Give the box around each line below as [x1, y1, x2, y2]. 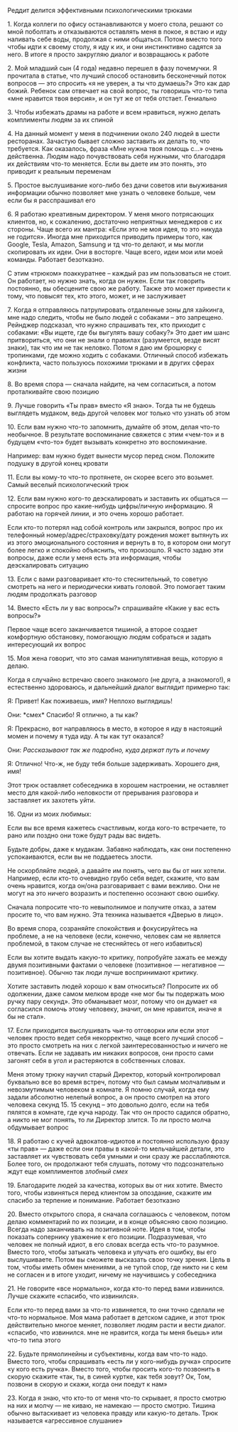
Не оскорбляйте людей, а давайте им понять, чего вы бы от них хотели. [7, 867, 227, 874]
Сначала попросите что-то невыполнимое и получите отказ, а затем [7, 903, 217, 911]
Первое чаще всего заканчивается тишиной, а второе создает [7, 625, 198, 633]
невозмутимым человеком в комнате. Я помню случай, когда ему [7, 1085, 210, 1094]
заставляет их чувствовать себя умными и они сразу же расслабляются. [7, 1152, 231, 1160]
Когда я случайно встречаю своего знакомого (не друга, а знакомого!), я [7, 676, 231, 684]
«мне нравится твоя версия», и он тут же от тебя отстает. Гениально [7, 94, 217, 103]
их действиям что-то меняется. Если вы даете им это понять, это [7, 160, 207, 168]
